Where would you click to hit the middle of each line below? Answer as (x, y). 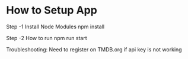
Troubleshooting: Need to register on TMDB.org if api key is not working (94, 49)
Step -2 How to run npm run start (47, 38)
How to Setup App (52, 10)
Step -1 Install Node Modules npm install (55, 27)
